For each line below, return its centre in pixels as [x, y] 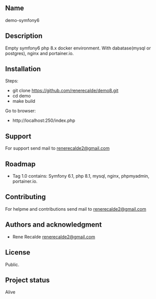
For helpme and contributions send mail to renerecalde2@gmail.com [76, 209]
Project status [27, 280]
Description [24, 36]
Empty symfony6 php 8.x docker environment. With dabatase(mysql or [78, 48]
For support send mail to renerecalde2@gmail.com [57, 148]
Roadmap [20, 164]
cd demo [21, 96]
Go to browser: [20, 111]
